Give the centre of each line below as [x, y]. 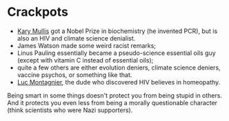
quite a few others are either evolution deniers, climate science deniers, [119, 67]
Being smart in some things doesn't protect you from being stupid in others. [115, 95]
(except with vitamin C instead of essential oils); [85, 60]
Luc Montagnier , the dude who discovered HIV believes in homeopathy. [119, 82]
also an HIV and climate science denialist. [76, 38]
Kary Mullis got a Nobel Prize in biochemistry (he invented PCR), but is [117, 31]
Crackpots [38, 12]
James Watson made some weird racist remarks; [87, 45]
